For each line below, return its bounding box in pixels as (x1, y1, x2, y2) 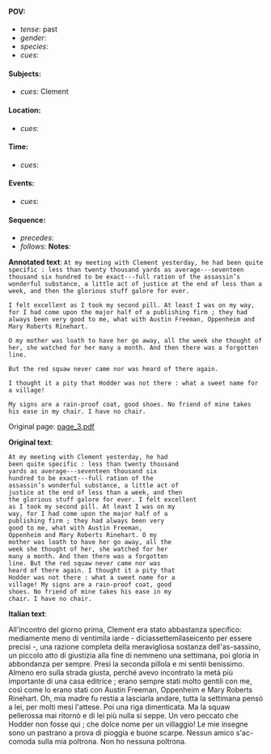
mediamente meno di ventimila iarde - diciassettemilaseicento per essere (8, 633, 252, 643)
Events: (8, 178, 35, 188)
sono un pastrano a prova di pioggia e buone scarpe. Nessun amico (8, 728, 235, 738)
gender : (19, 33, 47, 43)
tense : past (19, 24, 58, 34)
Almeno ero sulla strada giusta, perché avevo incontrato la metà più (8, 668, 233, 678)
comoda (8, 737, 36, 747)
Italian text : (8, 609, 47, 619)
